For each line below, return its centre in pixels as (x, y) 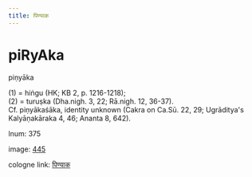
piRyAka (36, 55)
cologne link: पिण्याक (39, 164)
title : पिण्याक (29, 16)
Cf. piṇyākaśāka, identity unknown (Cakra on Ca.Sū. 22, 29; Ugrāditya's (126, 109)
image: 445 (27, 149)
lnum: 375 (25, 133)
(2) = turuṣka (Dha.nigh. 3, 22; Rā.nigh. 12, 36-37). (91, 101)
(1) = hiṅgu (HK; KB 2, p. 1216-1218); (67, 92)
